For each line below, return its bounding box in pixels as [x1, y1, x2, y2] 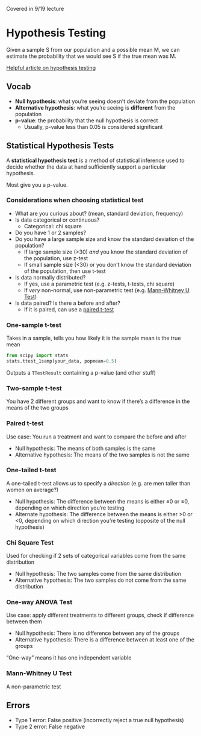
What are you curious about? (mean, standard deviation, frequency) [14, 210, 184, 217]
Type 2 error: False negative [14, 723, 85, 730]
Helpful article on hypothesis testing [6, 64, 96, 71]
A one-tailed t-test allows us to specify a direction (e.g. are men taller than [6, 479, 191, 487]
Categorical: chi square [23, 222, 82, 229]
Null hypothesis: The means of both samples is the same [14, 444, 156, 452]
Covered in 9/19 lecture [6, 5, 64, 12]
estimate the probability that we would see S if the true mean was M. [6, 52, 176, 60]
